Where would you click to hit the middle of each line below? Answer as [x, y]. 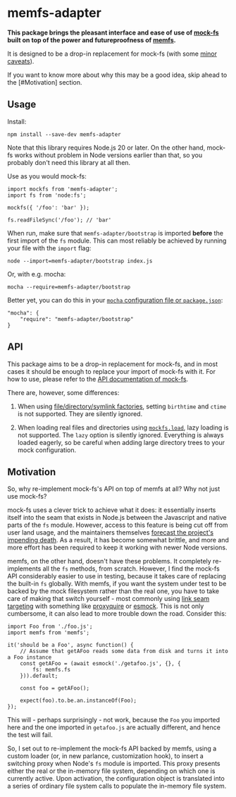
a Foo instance [30, 657]
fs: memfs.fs [52, 670]
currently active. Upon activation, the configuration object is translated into [116, 779]
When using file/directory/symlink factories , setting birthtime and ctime [122, 406]
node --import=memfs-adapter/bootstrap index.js [80, 261]
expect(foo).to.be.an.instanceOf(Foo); [79, 701]
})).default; [39, 676]
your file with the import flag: [49, 248]
